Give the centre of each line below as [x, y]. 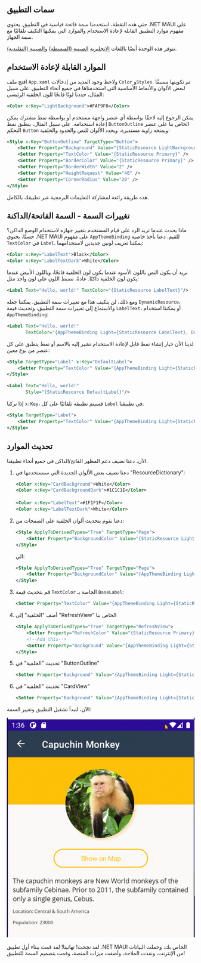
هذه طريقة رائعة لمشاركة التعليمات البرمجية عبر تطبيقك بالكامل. [78, 197]
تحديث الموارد [30, 447]
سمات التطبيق [30, 10]
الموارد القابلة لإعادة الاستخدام [56, 67]
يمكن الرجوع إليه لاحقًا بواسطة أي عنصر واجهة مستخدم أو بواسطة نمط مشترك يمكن [100, 117]
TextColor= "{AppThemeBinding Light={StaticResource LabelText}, [107, 332]
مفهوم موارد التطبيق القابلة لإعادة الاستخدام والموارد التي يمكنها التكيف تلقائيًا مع [95, 30]
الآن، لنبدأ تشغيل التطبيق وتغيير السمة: [49, 709]
